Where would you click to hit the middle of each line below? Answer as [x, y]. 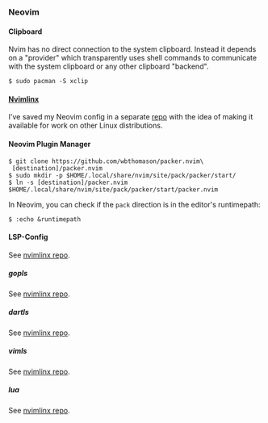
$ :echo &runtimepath [45, 219]
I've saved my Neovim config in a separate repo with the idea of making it [131, 117]
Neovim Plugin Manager [50, 144]
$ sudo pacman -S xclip [48, 82]
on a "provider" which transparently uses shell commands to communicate [132, 58]
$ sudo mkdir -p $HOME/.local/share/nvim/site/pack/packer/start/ [122, 175]
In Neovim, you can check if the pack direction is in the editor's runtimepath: [134, 204]
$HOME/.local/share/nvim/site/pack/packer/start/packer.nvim [113, 189]
